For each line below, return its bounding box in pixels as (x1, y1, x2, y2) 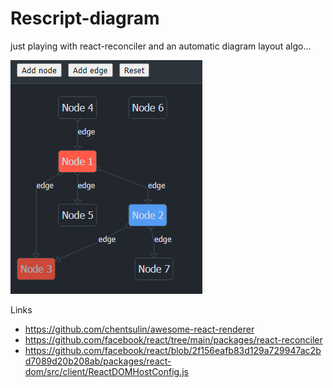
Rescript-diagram (10, 7, 160, 30)
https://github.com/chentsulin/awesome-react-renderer (24, 323, 255, 335)
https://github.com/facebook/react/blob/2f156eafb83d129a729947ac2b (24, 344, 322, 356)
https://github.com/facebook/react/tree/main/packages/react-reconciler (24, 333, 323, 346)
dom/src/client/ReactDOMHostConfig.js (24, 365, 190, 377)
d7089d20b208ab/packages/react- (24, 355, 172, 367)
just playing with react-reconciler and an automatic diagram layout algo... (10, 40, 312, 52)
